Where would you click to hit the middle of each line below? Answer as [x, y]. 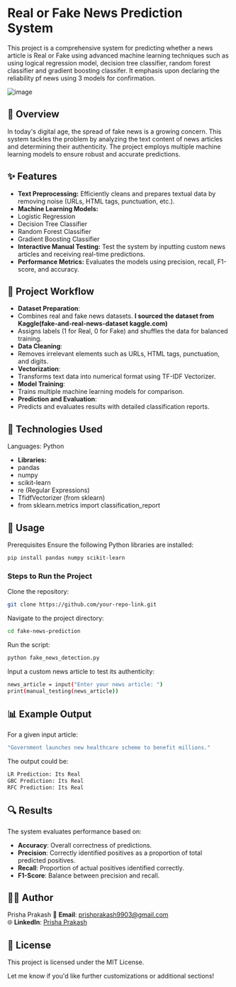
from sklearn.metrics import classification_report [89, 506]
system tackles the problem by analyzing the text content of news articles [115, 139]
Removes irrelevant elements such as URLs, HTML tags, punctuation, [118, 354]
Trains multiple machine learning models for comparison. [101, 392]
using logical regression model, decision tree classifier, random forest [109, 63]
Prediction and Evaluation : [57, 399]
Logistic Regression [46, 216]
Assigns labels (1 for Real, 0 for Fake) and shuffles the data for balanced [123, 331]
